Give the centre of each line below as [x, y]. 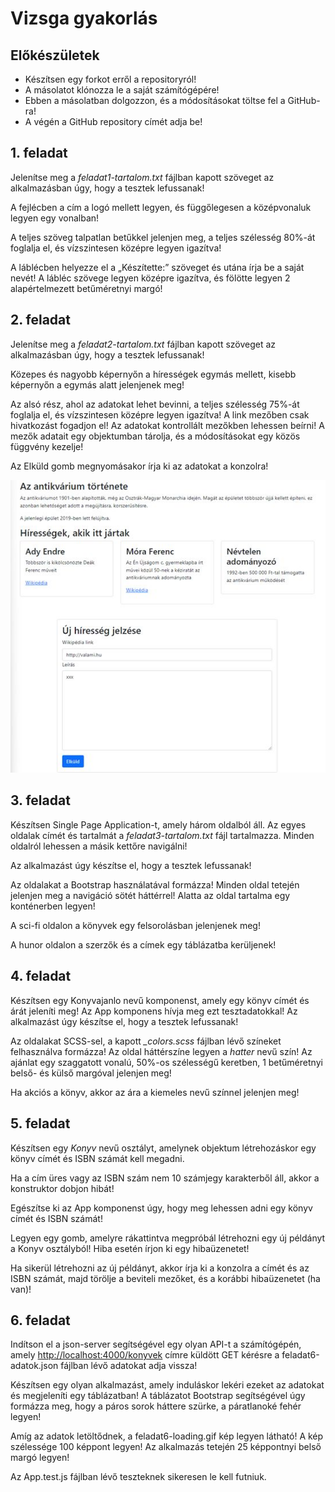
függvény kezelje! [47, 446]
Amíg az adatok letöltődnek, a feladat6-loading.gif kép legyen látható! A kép [167, 1436]
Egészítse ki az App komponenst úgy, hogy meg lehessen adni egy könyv [161, 1208]
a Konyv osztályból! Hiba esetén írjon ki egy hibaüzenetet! [130, 1248]
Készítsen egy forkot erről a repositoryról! [110, 79]
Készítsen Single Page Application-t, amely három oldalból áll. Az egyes [158, 824]
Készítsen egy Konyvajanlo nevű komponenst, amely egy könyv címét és [160, 1000]
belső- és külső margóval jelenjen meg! [91, 1073]
